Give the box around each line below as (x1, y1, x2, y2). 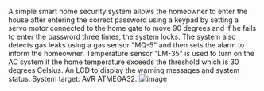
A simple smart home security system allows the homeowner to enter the (8, 7, 248, 16)
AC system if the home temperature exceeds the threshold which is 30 (8, 57, 239, 66)
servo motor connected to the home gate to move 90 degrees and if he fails (8, 24, 257, 32)
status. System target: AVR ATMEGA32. (8, 74, 138, 83)
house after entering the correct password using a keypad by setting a (8, 15, 239, 25)
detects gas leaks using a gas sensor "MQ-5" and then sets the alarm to (8, 40, 245, 50)
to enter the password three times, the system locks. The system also (8, 32, 236, 41)
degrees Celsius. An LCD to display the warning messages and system (8, 66, 240, 74)
